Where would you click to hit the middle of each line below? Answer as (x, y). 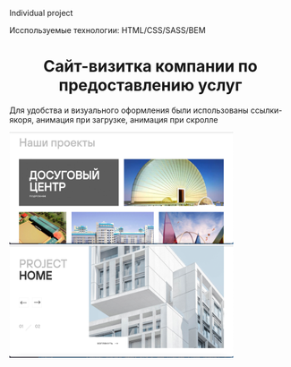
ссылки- (266, 110)
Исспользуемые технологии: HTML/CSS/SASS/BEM (107, 30)
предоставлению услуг (150, 85)
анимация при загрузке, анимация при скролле (127, 119)
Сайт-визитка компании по (150, 67)
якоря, (21, 119)
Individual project (41, 13)
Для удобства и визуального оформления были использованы (129, 110)
